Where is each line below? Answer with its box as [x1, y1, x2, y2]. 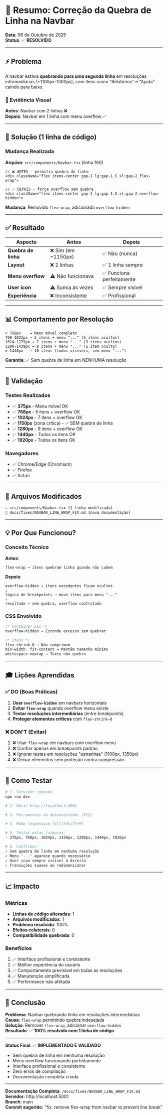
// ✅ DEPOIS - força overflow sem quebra [5, 187, 94, 192]
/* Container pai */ [5, 624, 48, 629]
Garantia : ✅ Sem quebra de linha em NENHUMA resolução [5, 357, 126, 363]
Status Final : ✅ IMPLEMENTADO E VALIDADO [5, 1042, 101, 1048]
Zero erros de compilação [12, 1068, 66, 1074]
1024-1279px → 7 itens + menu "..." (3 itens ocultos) [5, 340, 122, 345]
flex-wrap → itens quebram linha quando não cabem [5, 565, 113, 570]
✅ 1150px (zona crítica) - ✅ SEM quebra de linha [12, 420, 113, 426]
